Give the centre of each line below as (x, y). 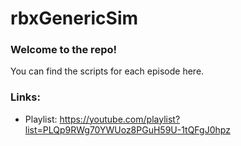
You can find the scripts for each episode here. (107, 71)
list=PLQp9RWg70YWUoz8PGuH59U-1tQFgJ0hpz (127, 129)
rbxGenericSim (74, 18)
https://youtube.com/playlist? (120, 119)
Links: (25, 97)
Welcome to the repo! (63, 50)
